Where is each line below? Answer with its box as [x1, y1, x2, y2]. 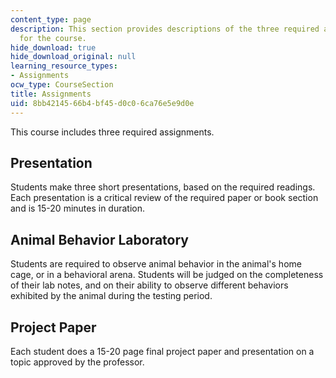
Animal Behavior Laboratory [10, 231, 189, 248]
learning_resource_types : [10, 61, 118, 71]
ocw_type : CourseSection [10, 80, 114, 90]
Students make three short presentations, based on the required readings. [10, 181, 316, 193]
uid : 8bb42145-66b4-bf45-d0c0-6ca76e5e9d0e [10, 98, 195, 108]
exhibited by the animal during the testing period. [10, 290, 213, 302]
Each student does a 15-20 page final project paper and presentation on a [10, 345, 315, 357]
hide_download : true [10, 42, 97, 53]
